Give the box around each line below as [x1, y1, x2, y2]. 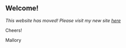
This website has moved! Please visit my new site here [5, 17, 121, 23]
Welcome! [5, 4, 39, 13]
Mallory [5, 37, 22, 43]
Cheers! [5, 27, 22, 33]
